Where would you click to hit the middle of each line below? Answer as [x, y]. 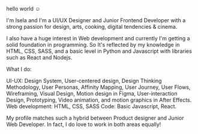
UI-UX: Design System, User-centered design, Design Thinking [84, 81]
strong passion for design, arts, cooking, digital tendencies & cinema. [92, 27]
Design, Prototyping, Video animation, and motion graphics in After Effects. [99, 100]
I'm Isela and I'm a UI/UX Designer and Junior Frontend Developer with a [96, 20]
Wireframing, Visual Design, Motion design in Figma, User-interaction [92, 93]
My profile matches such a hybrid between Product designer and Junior [95, 118]
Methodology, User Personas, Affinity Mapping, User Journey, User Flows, [98, 87]
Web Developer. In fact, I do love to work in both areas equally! [84, 124]
